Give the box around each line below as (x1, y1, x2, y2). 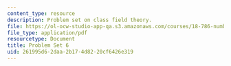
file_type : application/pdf (7, 29, 88, 36)
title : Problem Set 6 (7, 42, 69, 49)
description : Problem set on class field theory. (7, 16, 153, 23)
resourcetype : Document (7, 36, 76, 43)
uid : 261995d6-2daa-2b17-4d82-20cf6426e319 (7, 49, 134, 56)
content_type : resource (7, 10, 76, 17)
